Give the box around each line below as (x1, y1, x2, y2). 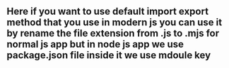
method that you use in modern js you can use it (6, 17, 223, 29)
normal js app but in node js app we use (6, 39, 184, 50)
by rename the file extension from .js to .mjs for (6, 27, 220, 39)
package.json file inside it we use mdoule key (6, 49, 211, 62)
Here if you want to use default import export (6, 6, 209, 18)
